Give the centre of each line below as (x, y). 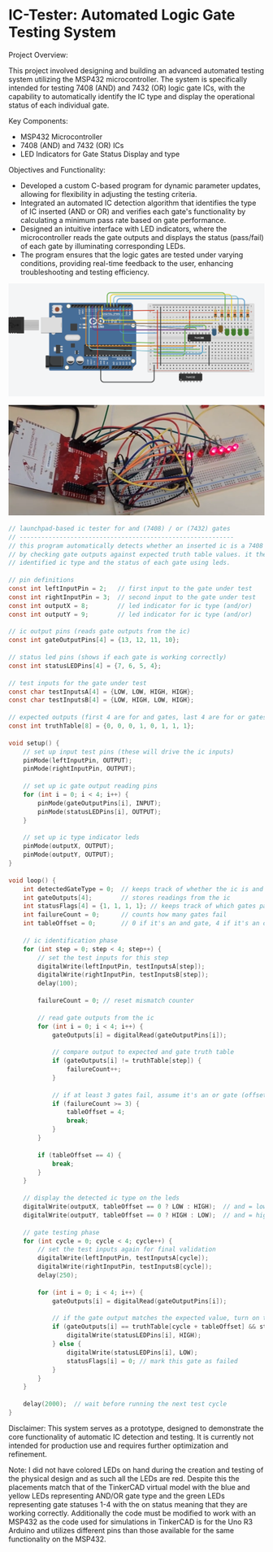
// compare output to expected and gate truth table (143, 1052)
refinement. (28, 1454)
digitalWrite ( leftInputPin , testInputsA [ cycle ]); (123, 1258)
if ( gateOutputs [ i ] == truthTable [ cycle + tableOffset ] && (154, 1327)
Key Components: (38, 120)
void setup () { (34, 743)
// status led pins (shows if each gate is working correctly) (118, 658)
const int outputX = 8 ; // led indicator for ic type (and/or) (130, 605)
